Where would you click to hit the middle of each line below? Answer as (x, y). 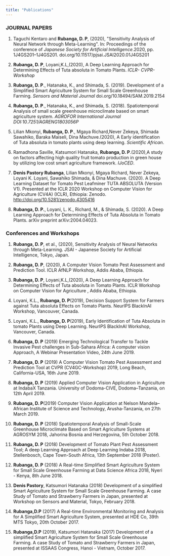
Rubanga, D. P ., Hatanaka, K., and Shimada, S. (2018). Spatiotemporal (86, 105)
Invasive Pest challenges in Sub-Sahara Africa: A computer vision (81, 347)
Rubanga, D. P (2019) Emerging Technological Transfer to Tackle (80, 341)
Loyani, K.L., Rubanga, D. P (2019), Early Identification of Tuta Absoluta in (89, 321)
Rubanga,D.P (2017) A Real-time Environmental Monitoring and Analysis (88, 511)
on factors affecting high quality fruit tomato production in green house (87, 157)
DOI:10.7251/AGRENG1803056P (46, 121)
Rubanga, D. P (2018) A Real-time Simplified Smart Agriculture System (87, 465)
